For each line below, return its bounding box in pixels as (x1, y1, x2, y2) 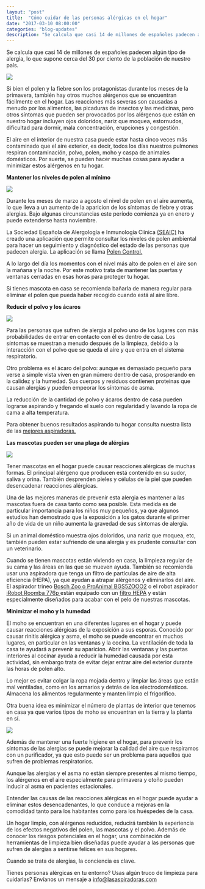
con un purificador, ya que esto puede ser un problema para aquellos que (6, 751, 192, 758)
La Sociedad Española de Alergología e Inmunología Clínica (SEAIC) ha (6, 229, 185, 236)
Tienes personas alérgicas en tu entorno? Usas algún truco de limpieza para (6, 869, 198, 877)
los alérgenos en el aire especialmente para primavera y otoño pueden (6, 776, 184, 784)
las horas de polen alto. (6, 665, 65, 673)
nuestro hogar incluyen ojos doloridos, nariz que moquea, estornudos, (6, 118, 184, 125)
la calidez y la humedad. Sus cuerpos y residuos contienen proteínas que (6, 377, 191, 385)
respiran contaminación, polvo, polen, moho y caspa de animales (6, 149, 170, 156)
